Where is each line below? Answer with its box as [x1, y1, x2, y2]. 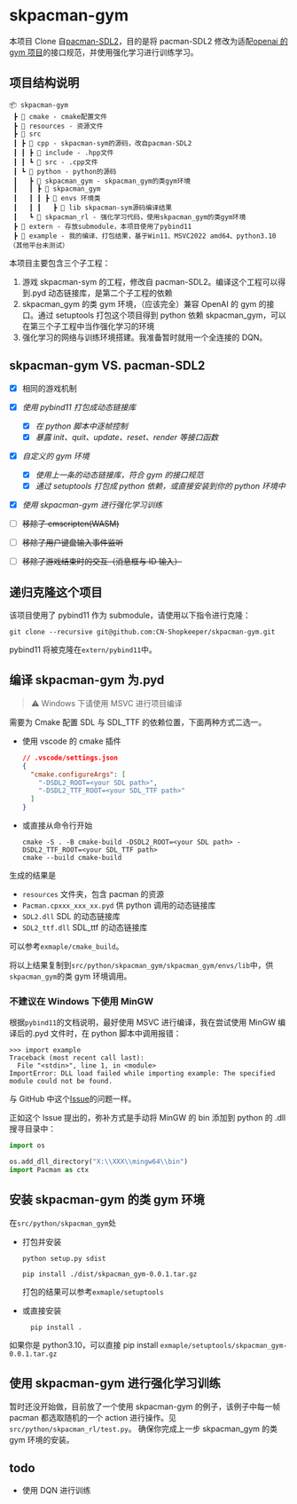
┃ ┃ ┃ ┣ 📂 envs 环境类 [12, 193, 101, 202]
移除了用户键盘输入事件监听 [21, 538, 124, 548]
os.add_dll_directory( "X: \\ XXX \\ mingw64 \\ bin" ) [9, 1157, 189, 1167]
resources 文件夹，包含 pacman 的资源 [21, 889, 165, 899]
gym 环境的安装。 [9, 1434, 74, 1445]
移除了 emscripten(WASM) [21, 518, 120, 529]
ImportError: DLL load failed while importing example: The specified [9, 1069, 276, 1078]
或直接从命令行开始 [21, 820, 93, 831]
